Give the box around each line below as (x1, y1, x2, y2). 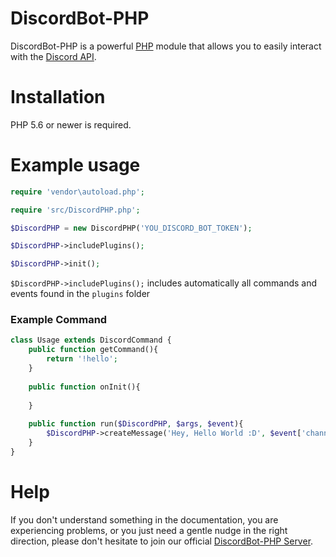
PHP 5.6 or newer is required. (10, 118, 132, 131)
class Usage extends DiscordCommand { (10, 335, 172, 346)
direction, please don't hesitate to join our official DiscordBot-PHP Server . (10, 535, 314, 547)
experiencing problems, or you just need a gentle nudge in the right (10, 524, 288, 536)
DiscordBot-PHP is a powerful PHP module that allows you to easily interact (10, 40, 322, 52)
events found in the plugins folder (10, 288, 151, 300)
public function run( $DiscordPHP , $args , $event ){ (28, 419, 244, 429)
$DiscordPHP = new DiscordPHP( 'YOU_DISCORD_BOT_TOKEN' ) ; (10, 223, 253, 233)
